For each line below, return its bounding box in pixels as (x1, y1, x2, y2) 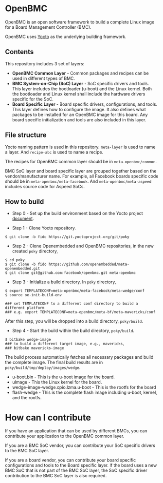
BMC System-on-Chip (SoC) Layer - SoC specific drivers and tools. (12, 80, 149, 86)
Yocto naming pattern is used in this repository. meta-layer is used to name (5, 144, 156, 150)
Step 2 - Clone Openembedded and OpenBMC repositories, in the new (12, 243, 154, 249)
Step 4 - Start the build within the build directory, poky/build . (12, 328, 135, 334)
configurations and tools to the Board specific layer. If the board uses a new (5, 463, 157, 468)
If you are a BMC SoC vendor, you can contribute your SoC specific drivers (5, 443, 156, 448)
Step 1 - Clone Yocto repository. (12, 225, 76, 231)
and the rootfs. (12, 395, 42, 401)
